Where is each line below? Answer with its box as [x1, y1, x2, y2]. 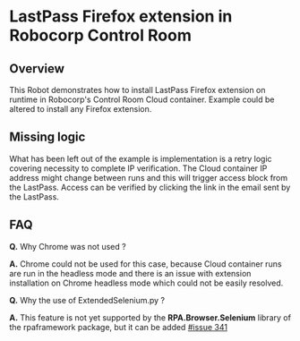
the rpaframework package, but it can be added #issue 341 [9, 321, 228, 332]
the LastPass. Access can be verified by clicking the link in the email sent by [9, 182, 291, 192]
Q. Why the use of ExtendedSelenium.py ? [9, 294, 166, 305]
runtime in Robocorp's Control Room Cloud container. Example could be [9, 94, 275, 105]
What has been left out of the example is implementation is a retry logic [9, 153, 272, 164]
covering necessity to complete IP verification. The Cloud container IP [9, 163, 268, 174]
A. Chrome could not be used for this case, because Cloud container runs [9, 258, 282, 269]
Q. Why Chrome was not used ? [9, 241, 127, 251]
